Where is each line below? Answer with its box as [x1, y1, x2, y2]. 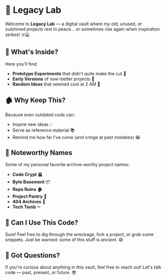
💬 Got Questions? [5, 251, 60, 259]
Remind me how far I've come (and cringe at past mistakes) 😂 [12, 134, 141, 140]
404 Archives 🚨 [12, 199, 46, 205]
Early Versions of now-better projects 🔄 [12, 76, 95, 82]
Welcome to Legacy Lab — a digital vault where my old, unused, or [5, 21, 142, 27]
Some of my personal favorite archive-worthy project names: [5, 162, 130, 168]
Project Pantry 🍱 [12, 193, 47, 199]
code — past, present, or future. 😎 [5, 270, 77, 275]
